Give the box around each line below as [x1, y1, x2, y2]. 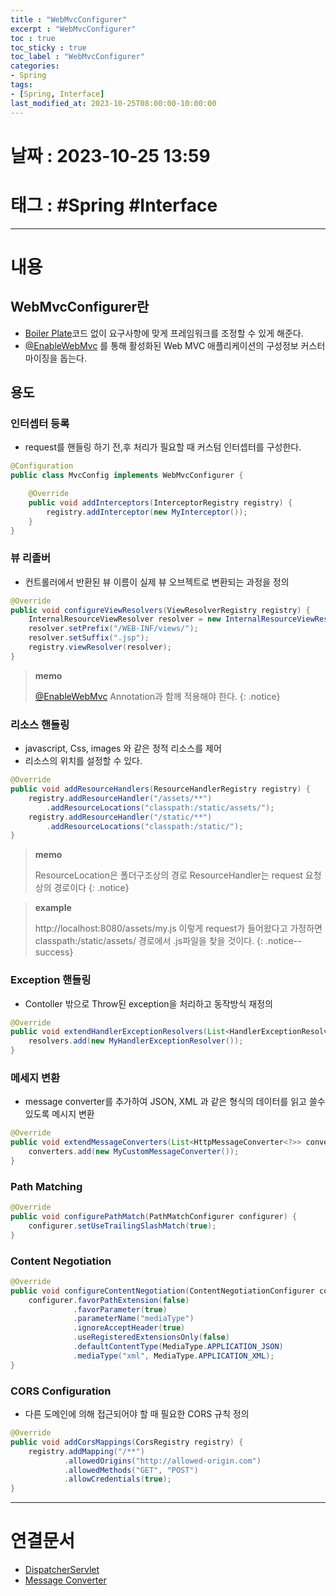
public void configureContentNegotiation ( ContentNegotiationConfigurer [10, 1286, 315, 1296]
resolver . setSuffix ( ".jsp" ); [28, 633, 150, 643]
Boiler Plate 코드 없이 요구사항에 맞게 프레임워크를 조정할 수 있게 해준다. [24, 327, 304, 339]
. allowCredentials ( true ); [63, 1474, 172, 1485]
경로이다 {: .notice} [53, 882, 130, 894]
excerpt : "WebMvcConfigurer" [10, 24, 137, 34]
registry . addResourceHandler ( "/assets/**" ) [28, 793, 213, 803]
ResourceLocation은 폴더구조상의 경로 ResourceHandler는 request [34, 869, 303, 881]
